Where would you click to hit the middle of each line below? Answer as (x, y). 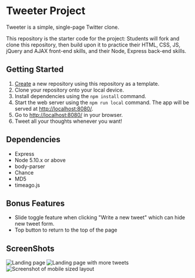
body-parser (30, 166)
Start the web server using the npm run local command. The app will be (102, 102)
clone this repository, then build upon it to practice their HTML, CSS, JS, (93, 45)
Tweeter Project (46, 11)
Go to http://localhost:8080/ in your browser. (69, 115)
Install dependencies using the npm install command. (80, 96)
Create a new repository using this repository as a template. (87, 83)
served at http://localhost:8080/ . (54, 108)
